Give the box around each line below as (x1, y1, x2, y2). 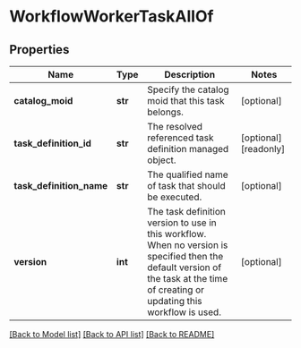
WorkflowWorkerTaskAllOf (9, 6, 214, 27)
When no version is (147, 239, 228, 251)
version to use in (147, 216, 217, 229)
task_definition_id (13, 137, 92, 149)
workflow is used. (147, 306, 222, 318)
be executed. (147, 191, 202, 203)
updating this (147, 295, 203, 307)
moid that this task (147, 95, 225, 106)
